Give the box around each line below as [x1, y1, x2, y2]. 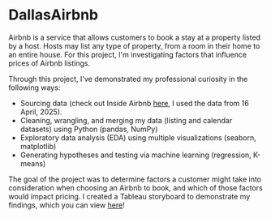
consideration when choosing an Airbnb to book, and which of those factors [8, 182, 264, 192]
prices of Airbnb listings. [8, 58, 91, 68]
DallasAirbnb [8, 6, 99, 24]
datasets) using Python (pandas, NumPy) [19, 124, 158, 134]
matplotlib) [19, 141, 57, 151]
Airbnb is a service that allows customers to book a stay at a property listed [8, 32, 261, 42]
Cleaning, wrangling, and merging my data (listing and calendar [19, 115, 233, 125]
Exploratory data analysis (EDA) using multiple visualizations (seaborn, [19, 132, 257, 143]
